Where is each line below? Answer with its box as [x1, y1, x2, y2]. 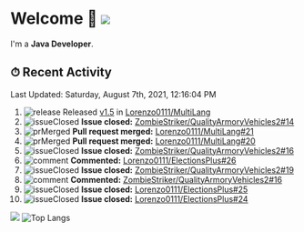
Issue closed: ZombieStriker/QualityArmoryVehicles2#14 [81, 116, 295, 126]
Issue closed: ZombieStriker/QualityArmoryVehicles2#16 [81, 145, 295, 156]
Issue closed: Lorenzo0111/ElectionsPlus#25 [81, 184, 248, 195]
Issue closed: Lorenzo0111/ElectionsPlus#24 [81, 193, 248, 204]
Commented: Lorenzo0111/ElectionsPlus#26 [70, 155, 237, 166]
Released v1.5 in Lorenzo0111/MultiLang [63, 106, 211, 117]
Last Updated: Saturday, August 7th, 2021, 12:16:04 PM [10, 88, 217, 99]
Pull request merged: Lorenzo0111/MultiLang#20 [72, 136, 256, 146]
